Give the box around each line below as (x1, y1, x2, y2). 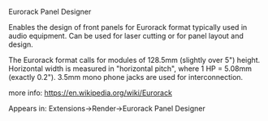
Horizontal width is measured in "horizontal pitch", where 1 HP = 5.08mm (8, 64, 252, 73)
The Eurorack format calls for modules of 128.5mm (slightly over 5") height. (8, 56, 261, 65)
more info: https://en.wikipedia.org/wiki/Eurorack (8, 88, 173, 98)
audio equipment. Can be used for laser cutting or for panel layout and (8, 31, 244, 40)
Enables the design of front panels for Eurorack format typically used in (8, 23, 248, 31)
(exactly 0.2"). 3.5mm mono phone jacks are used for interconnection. (8, 73, 244, 81)
